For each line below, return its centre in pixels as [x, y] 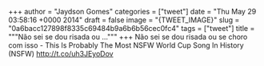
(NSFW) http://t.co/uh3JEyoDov [61, 54]
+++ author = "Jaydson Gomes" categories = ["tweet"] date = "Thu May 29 [132, 12]
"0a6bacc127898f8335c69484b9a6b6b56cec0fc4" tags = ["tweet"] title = [132, 28]
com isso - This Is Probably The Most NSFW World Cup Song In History [126, 45]
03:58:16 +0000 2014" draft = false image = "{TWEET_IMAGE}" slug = [124, 20]
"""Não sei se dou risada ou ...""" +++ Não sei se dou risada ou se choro [128, 37]
